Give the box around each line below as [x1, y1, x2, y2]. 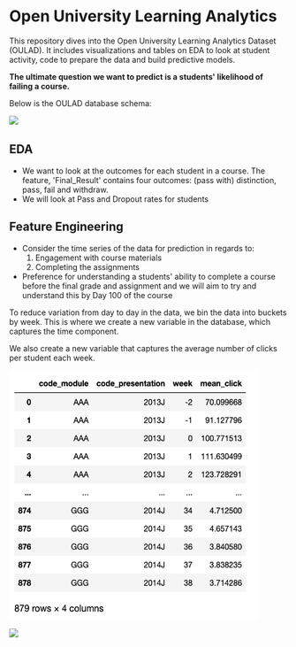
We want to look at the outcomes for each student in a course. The [21, 166, 266, 176]
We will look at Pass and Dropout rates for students [21, 193, 209, 204]
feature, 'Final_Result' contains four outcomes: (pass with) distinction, [21, 174, 277, 185]
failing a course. [9, 81, 71, 91]
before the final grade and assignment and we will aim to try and [21, 281, 257, 291]
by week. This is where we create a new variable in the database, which [9, 316, 271, 327]
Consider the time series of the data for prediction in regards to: [21, 243, 254, 253]
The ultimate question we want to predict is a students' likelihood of [9, 71, 263, 81]
